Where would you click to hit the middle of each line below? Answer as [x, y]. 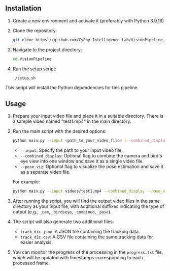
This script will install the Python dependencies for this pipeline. [72, 88]
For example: [26, 182]
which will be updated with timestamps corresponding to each [78, 258]
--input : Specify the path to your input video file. [71, 150]
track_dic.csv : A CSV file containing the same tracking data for [87, 237]
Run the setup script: [35, 69]
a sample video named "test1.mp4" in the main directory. [72, 121]
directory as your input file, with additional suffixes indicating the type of [88, 206]
